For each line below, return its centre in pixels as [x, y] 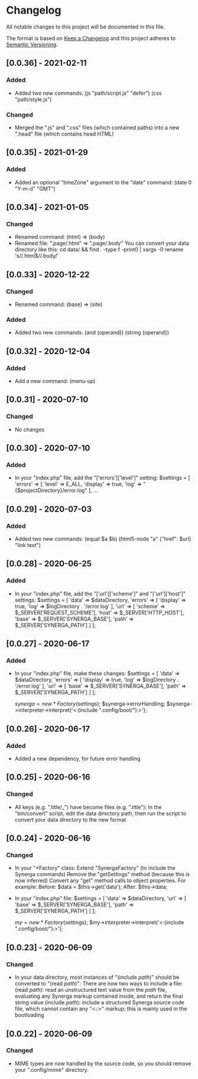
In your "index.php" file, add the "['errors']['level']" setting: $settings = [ [102, 478]
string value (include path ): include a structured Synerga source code [99, 1003]
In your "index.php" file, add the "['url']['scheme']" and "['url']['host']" [100, 593]
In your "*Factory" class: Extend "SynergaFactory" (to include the [95, 868]
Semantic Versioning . [32, 44]
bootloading [29, 1015]
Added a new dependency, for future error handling [77, 759]
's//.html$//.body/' [37, 256]
